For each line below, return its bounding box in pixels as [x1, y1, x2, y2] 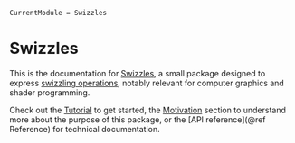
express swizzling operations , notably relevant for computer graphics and [9, 77, 285, 88]
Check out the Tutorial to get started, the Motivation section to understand [9, 104, 287, 115]
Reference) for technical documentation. [9, 123, 160, 134]
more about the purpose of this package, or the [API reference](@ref [9, 113, 266, 125]
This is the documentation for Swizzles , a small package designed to [9, 67, 266, 78]
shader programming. [9, 86, 90, 98]
